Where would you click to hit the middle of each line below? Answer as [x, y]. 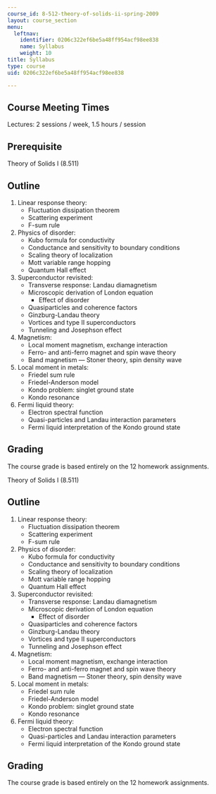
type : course [26, 66]
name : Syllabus [42, 46]
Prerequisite [35, 146]
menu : [15, 27]
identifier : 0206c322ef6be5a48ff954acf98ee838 [89, 40]
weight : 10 [36, 54]
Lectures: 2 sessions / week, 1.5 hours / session [77, 125]
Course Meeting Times [58, 107]
